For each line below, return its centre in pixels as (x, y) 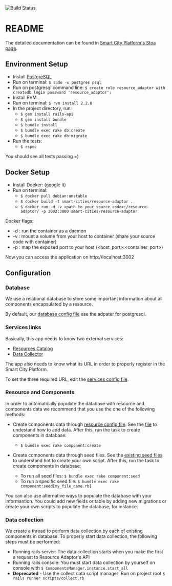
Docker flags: (19, 221)
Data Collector (28, 354)
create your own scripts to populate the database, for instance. (72, 506)
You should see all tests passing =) (42, 156)
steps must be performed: (33, 542)
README (25, 29)
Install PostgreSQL (32, 76)
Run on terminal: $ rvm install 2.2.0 (52, 103)
